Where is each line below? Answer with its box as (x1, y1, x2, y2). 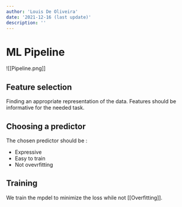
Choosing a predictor (6, 121, 86, 131)
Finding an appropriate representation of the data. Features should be (6, 98, 177, 105)
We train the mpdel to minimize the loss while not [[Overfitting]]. (6, 194, 163, 201)
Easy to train (14, 155, 46, 162)
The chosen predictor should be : (6, 137, 88, 144)
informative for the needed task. (6, 104, 85, 112)
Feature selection (6, 82, 72, 92)
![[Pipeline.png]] (6, 65, 46, 72)
